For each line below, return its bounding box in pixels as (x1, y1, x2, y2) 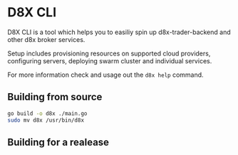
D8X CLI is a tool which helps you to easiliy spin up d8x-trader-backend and (7, 28, 232, 36)
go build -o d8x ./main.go (7, 109, 88, 117)
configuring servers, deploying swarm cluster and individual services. (7, 56, 212, 65)
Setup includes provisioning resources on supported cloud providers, (7, 49, 211, 58)
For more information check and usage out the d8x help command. (7, 70, 205, 79)
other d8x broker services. (7, 35, 86, 43)
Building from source (7, 91, 103, 103)
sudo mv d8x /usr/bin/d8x (7, 117, 84, 124)
